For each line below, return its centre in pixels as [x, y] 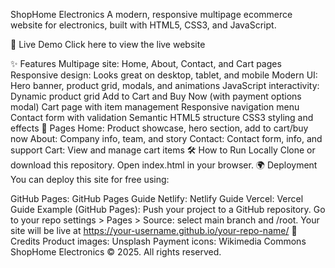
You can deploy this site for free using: [90, 179]
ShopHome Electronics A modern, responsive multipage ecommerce [151, 14]
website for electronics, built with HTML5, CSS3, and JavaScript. [143, 25]
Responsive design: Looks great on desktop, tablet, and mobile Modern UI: [164, 75]
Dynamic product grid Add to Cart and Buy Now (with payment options [156, 96]
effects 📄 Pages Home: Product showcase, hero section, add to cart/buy [159, 128]
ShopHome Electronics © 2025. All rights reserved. [116, 252]
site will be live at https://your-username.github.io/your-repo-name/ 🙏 [154, 230]
